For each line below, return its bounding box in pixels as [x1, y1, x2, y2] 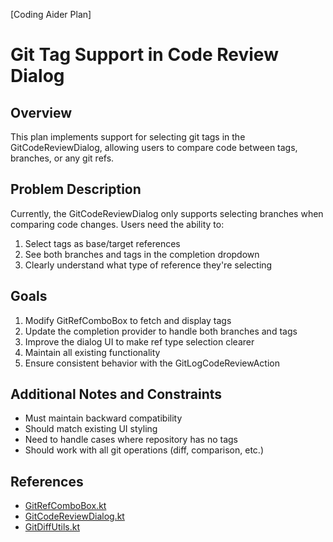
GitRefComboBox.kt [24, 500, 107, 512]
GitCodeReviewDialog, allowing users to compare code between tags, [10, 142, 298, 153]
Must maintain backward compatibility [24, 412, 183, 424]
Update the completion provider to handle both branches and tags [24, 325, 298, 337]
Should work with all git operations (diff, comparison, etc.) [24, 444, 264, 456]
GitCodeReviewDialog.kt [24, 510, 125, 523]
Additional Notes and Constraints [10, 386, 223, 403]
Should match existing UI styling [24, 423, 158, 435]
